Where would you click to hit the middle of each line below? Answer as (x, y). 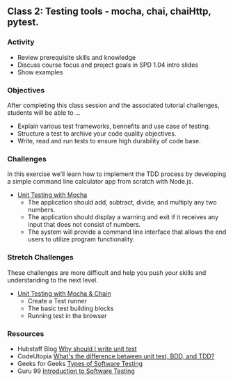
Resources (26, 333)
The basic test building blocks (71, 308)
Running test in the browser (67, 315)
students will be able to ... (44, 112)
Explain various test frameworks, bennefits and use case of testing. (114, 126)
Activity (21, 42)
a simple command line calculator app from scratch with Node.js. (100, 182)
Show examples (40, 72)
